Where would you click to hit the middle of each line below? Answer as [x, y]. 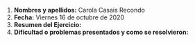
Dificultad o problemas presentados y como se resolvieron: [101, 32]
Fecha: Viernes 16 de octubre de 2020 [69, 17]
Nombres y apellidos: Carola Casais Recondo [79, 10]
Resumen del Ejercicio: [48, 25]
